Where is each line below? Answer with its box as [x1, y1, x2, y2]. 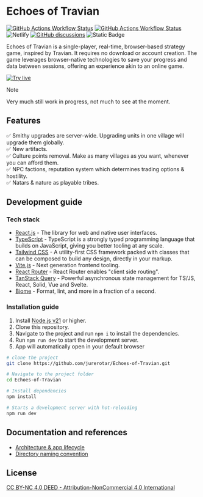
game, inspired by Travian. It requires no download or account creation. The [6, 49, 198, 56]
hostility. [6, 172, 27, 180]
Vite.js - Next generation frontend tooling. [15, 262, 120, 269]
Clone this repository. [15, 323, 69, 331]
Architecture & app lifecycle [15, 443, 85, 451]
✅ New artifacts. [6, 145, 48, 152]
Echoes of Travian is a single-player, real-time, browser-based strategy [6, 43, 185, 50]
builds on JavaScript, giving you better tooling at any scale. [15, 242, 165, 249]
